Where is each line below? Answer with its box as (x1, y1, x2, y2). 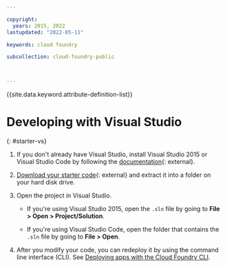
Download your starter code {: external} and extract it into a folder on (16, 171, 211, 179)
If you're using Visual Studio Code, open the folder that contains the (26, 226, 219, 234)
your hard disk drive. (16, 178, 76, 186)
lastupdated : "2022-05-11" (6, 29, 84, 36)
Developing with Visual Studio (6, 114, 182, 130)
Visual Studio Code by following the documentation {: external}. (16, 158, 195, 166)
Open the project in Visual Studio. (16, 191, 112, 199)
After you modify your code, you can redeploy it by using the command (16, 246, 219, 254)
